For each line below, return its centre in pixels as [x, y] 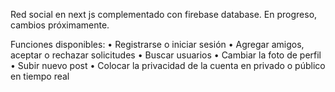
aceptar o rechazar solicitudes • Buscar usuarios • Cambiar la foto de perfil [166, 55]
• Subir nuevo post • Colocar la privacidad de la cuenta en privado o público [168, 65]
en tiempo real [40, 76]
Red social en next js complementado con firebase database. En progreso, [164, 14]
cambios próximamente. [60, 25]
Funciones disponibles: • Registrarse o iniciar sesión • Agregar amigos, [157, 44]
